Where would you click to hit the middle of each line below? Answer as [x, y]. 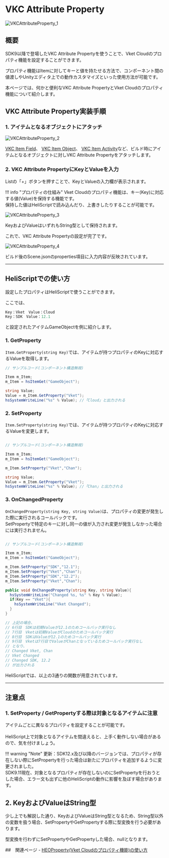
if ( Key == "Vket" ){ [30, 599]
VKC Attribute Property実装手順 [56, 111]
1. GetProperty [23, 340]
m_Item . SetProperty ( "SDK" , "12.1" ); [43, 567]
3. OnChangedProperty [34, 499]
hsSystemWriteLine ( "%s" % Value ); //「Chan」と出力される [64, 487]
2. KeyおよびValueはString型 [51, 803]
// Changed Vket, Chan [29, 651]
